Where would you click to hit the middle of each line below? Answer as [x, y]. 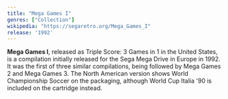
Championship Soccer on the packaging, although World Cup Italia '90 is [110, 81]
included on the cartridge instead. [55, 88]
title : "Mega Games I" [39, 13]
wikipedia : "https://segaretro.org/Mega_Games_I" [79, 26]
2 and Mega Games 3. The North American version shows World [98, 74]
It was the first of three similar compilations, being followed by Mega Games [114, 66]
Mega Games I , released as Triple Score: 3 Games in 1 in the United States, [113, 52]
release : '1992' [30, 32]
